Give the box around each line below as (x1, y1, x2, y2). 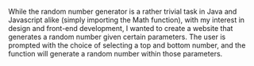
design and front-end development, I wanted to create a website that (8, 24, 233, 33)
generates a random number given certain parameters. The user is (8, 32, 226, 41)
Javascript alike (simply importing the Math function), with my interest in (8, 15, 244, 25)
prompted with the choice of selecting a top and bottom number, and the (8, 41, 246, 50)
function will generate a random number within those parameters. (8, 49, 223, 58)
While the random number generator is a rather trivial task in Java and (8, 7, 237, 16)
